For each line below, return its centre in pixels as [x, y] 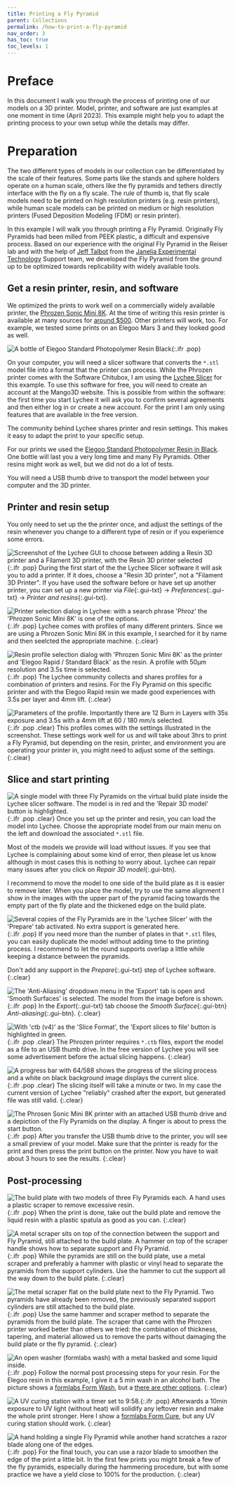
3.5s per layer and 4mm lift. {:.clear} [59, 699]
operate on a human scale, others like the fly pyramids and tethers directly [115, 185]
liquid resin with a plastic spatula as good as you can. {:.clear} [97, 1220]
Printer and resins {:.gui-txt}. [67, 597]
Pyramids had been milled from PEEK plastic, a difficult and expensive [108, 237]
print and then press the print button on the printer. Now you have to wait [113, 1151]
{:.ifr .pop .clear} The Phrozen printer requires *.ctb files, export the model [115, 1042]
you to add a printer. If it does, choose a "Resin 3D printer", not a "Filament [115, 575]
